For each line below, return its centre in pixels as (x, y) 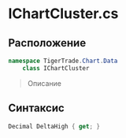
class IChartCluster (56, 68)
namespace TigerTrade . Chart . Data (63, 61)
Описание (44, 83)
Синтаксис (36, 108)
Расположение (47, 43)
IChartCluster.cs (63, 14)
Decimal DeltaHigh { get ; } (54, 126)
